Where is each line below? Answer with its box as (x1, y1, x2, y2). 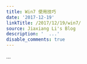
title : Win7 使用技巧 (6, 8, 57, 15)
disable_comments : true (6, 36, 66, 42)
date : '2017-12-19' (6, 14, 55, 20)
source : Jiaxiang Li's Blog (6, 25, 76, 32)
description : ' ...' (6, 31, 60, 37)
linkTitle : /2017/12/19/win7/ (6, 20, 82, 26)
